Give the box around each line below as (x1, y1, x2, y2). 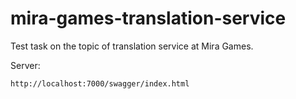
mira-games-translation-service (10, 7, 287, 30)
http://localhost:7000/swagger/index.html (10, 78, 190, 89)
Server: (10, 59, 41, 71)
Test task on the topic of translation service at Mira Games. (10, 40, 254, 52)
